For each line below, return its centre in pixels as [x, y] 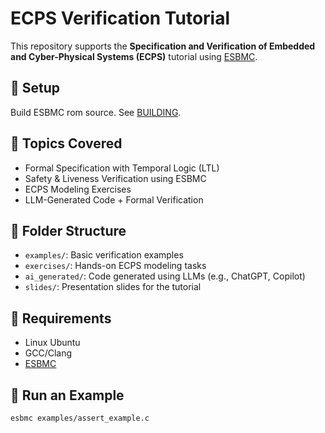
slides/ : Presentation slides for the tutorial [113, 287]
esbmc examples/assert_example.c [80, 418]
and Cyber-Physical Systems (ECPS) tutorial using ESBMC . [134, 56]
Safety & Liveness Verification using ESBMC [115, 178]
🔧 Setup [35, 88]
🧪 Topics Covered [66, 143]
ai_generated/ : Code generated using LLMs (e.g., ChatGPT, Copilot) [165, 276]
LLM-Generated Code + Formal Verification [114, 199]
